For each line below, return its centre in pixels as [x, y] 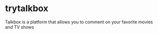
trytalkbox [27, 8]
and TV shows [20, 27]
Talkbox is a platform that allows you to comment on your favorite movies [79, 22]
